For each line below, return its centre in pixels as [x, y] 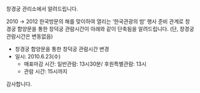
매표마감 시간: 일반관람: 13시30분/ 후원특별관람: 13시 [85, 64]
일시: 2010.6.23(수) [38, 56]
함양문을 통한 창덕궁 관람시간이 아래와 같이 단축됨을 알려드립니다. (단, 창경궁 [106, 29]
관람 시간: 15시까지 [45, 71]
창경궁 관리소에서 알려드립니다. [42, 9]
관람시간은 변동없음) [30, 36]
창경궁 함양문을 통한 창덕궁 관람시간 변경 [62, 49]
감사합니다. [19, 84]
